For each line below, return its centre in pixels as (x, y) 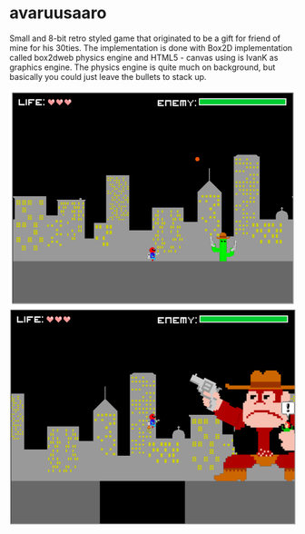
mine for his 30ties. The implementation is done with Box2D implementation (151, 47)
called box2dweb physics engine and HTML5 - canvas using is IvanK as (144, 57)
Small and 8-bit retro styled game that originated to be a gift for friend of (145, 38)
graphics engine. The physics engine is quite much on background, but (143, 67)
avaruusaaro (58, 13)
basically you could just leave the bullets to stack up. (108, 76)
